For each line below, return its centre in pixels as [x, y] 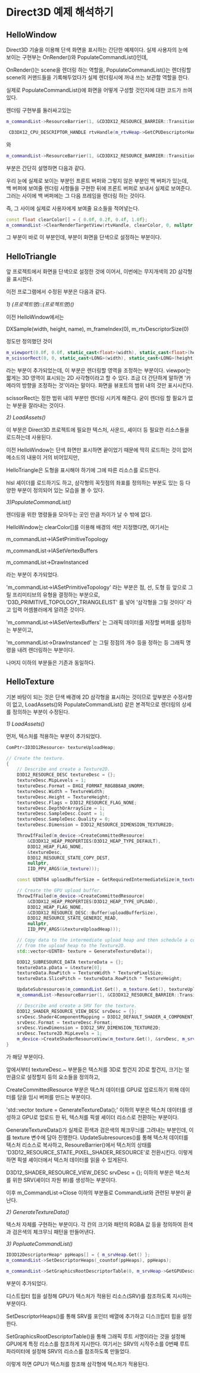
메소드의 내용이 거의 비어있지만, [43, 457]
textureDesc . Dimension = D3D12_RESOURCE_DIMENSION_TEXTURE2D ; [96, 825]
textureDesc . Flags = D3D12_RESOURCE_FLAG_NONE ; [77, 803]
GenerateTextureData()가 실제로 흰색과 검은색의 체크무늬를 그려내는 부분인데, [97, 1130]
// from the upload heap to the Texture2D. [72, 945]
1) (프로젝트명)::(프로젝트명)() [40, 305]
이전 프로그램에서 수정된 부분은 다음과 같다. [56, 292]
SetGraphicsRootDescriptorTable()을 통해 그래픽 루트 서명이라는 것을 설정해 [96, 1336]
